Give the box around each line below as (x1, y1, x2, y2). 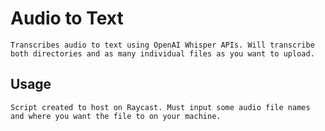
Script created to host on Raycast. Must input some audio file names (10, 102, 311, 112)
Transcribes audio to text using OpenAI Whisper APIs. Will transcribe (10, 40, 315, 50)
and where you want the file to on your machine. (10, 111, 222, 121)
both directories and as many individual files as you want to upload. (10, 48, 315, 59)
